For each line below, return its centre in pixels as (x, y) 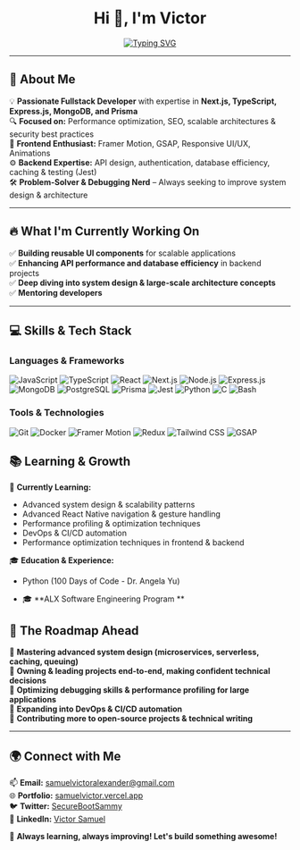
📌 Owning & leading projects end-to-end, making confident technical (140, 671)
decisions (28, 681)
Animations (30, 153)
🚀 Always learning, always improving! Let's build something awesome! (143, 836)
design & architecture (49, 195)
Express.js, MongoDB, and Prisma (74, 111)
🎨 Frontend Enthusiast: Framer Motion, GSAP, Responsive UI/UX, (130, 143)
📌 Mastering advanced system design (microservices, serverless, (134, 652)
